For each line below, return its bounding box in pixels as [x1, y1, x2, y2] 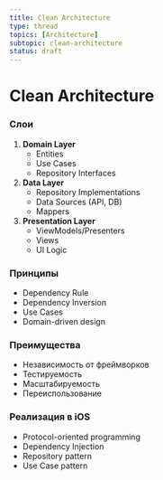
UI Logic [35, 244, 68, 255]
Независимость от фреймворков [22, 359, 149, 371]
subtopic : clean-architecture [9, 38, 123, 48]
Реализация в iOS [9, 410, 91, 423]
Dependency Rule [22, 287, 89, 298]
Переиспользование [22, 388, 102, 399]
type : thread [9, 22, 59, 31]
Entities [35, 148, 64, 159]
